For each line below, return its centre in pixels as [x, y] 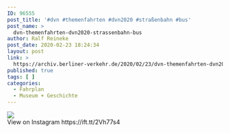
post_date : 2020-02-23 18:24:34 [53, 45]
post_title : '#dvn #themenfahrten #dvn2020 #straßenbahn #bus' [99, 20]
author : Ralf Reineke [38, 39]
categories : [24, 83]
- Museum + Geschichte [46, 96]
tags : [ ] [21, 77]
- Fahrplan [29, 89]
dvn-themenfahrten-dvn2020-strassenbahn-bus [78, 32]
